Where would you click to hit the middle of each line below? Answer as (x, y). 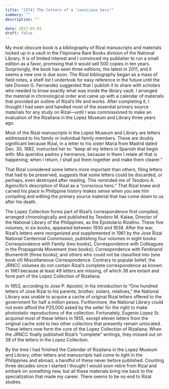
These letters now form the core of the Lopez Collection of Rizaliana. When (83, 329)
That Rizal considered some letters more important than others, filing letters (84, 170)
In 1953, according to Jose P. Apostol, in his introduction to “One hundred (81, 286)
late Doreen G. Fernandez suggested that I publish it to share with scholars (83, 85)
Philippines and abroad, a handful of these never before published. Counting (85, 361)
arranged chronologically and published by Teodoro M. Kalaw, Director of (81, 217)
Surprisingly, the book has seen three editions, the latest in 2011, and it (78, 69)
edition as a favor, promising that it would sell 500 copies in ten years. (78, 64)
